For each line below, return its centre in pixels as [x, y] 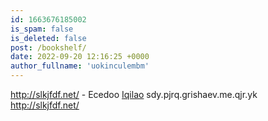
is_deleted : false [48, 38]
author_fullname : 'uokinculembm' [80, 66]
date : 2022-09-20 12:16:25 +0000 [80, 57]
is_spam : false [42, 29]
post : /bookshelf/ [48, 47]
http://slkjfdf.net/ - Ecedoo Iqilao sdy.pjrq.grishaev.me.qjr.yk [134, 94]
